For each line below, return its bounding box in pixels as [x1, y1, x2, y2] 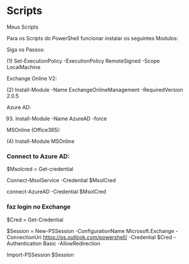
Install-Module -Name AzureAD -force [15, 115, 107, 122]
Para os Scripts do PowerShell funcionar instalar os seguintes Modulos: [6, 34, 178, 41]
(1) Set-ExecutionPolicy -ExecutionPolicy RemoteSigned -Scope [6, 57, 160, 64]
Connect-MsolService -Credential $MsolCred [6, 177, 116, 184]
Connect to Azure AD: [6, 152, 70, 160]
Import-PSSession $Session [6, 251, 75, 258]
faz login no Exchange [6, 203, 71, 211]
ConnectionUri [6, 234, 42, 241]
